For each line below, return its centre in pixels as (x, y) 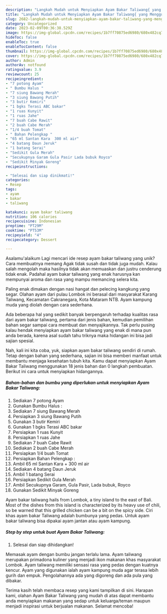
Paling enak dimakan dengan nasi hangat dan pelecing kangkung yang (78, 289)
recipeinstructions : (27, 167)
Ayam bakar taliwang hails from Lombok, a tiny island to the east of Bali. (79, 499)
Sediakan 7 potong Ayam (38, 400)
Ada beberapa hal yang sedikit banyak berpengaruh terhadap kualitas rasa (82, 314)
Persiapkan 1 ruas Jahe (36, 437)
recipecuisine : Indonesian (33, 221)
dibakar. (14, 580)
